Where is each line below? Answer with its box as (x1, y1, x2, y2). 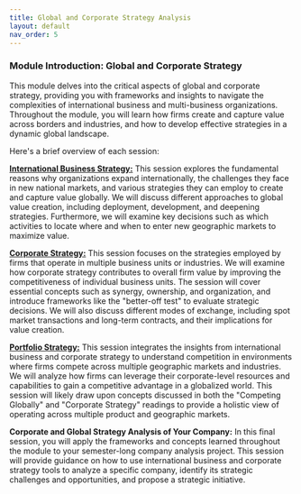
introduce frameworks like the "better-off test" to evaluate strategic (9, 295, 260, 306)
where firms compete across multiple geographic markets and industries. (9, 361, 282, 371)
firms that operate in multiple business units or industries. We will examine (9, 257, 286, 268)
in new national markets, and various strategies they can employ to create (9, 182, 284, 193)
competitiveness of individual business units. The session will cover (9, 276, 261, 287)
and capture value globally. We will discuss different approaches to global (9, 191, 284, 203)
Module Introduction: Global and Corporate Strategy (9, 59, 242, 72)
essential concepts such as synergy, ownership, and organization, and (9, 286, 271, 297)
